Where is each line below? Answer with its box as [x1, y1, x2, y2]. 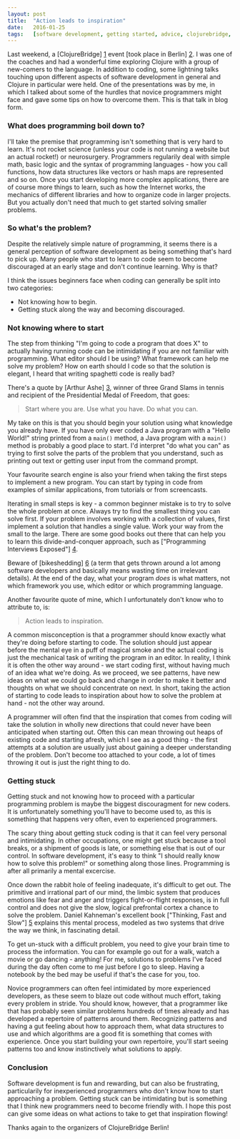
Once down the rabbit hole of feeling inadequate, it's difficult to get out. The [7, 880, 231, 889]
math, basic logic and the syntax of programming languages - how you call [7, 160, 228, 169]
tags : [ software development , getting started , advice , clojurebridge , [7, 30, 232, 38]
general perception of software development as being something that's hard [7, 247, 232, 256]
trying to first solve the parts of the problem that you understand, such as [7, 449, 224, 458]
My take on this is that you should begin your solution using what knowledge [7, 418, 233, 427]
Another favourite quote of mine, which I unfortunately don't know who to [7, 596, 224, 604]
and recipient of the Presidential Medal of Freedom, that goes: [7, 391, 191, 400]
